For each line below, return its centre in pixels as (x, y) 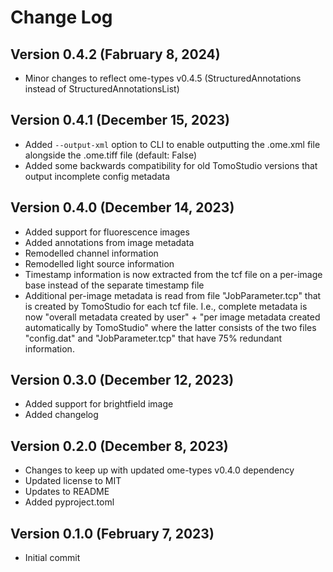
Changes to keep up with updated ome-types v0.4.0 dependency (159, 470)
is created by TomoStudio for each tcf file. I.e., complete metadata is (166, 306)
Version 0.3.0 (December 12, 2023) (122, 380)
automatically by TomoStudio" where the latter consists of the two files (170, 327)
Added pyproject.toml (69, 502)
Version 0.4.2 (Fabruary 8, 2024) (115, 54)
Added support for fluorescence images (107, 232)
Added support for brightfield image (99, 404)
